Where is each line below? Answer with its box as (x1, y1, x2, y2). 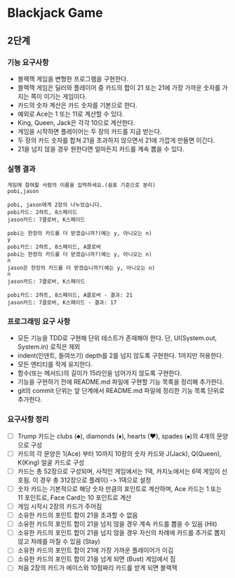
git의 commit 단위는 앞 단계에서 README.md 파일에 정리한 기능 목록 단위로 (17, 387, 225, 395)
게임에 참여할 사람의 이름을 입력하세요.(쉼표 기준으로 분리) (7, 182, 156, 189)
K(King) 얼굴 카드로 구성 (17, 458, 85, 466)
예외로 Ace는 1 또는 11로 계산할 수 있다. (17, 109, 124, 118)
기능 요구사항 (7, 58, 49, 67)
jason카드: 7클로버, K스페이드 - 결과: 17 (7, 300, 117, 307)
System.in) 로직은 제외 (17, 342, 81, 351)
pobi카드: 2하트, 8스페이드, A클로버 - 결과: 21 (7, 292, 133, 299)
